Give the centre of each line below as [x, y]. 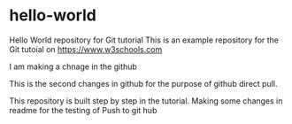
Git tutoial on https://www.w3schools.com [86, 49]
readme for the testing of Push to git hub [83, 110]
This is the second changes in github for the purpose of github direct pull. [143, 83]
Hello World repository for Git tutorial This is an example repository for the [144, 40]
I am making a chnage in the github [73, 66]
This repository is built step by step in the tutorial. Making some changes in [146, 101]
